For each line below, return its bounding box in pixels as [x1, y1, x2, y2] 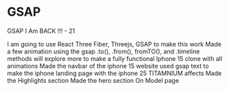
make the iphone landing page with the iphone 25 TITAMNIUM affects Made [7, 69, 222, 77]
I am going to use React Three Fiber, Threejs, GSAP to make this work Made [7, 40, 221, 48]
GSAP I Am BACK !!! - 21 [7, 27, 75, 35]
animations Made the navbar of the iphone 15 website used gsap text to [7, 62, 209, 70]
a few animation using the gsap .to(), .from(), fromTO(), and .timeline [7, 47, 200, 55]
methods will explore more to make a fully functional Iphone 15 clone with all [7, 54, 223, 62]
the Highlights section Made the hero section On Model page [7, 76, 180, 84]
